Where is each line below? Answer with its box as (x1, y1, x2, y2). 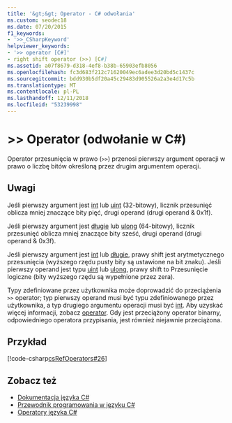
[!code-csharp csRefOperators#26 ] (7, 354, 108, 363)
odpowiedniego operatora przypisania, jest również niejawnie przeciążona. (7, 315, 222, 324)
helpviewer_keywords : (7, 43, 70, 50)
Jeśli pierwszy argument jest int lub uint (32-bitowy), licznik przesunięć (7, 201, 212, 209)
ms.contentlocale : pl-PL (7, 88, 79, 95)
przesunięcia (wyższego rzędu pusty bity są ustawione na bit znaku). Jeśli (7, 257, 222, 266)
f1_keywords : (7, 29, 45, 37)
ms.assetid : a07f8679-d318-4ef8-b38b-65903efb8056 (7, 62, 157, 69)
